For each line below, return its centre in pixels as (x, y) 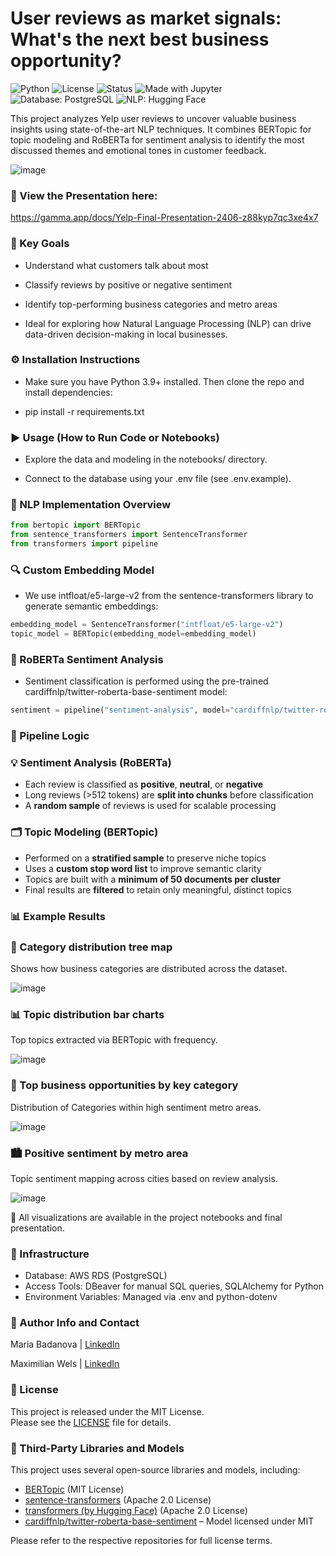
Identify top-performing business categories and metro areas (151, 304)
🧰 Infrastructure (50, 1254)
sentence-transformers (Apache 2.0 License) (118, 1500)
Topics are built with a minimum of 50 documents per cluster (152, 879)
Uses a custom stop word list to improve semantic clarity (143, 868)
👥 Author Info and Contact (75, 1323)
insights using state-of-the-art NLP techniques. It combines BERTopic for (161, 129)
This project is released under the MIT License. (107, 1411)
